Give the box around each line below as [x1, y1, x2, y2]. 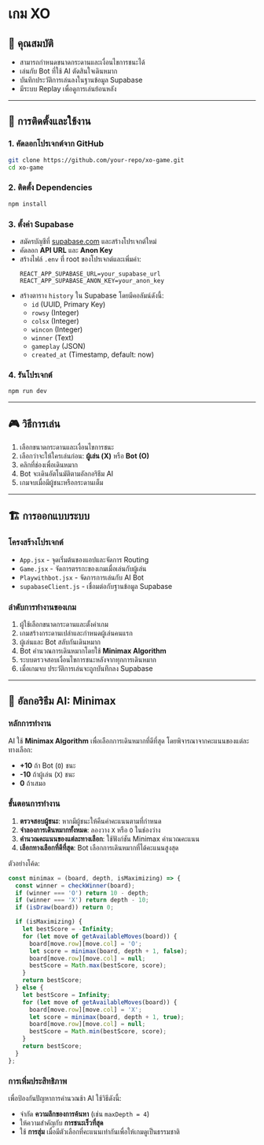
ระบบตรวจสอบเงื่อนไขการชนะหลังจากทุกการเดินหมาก [19, 654, 157, 664]
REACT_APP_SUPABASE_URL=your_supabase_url [19, 269, 161, 278]
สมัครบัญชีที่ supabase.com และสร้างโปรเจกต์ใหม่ [19, 236, 157, 246]
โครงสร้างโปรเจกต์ [8, 537, 64, 548]
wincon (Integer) [31, 324, 83, 334]
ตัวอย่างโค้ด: [8, 858, 41, 868]
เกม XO [8, 5, 51, 23]
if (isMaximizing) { [15, 918, 82, 926]
